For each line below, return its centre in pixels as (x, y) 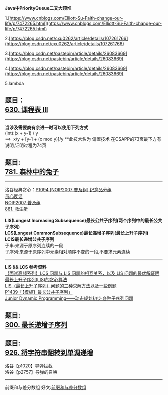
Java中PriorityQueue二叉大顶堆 (38, 8)
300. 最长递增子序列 (36, 325)
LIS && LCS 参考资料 (26, 267)
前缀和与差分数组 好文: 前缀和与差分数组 (46, 387)
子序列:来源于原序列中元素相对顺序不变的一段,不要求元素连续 (68, 251)
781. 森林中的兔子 (32, 172)
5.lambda (15, 83)
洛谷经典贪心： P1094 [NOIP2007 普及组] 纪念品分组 (59, 189)
